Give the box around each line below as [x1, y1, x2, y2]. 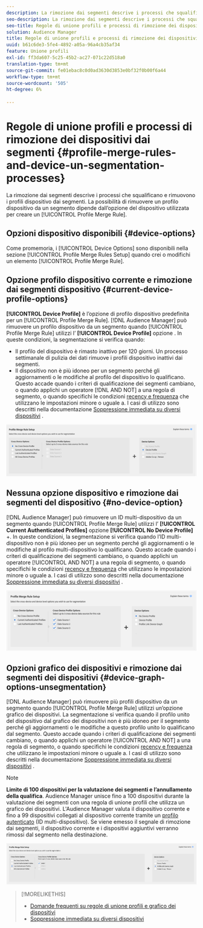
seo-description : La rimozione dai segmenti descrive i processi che [6, 16, 185, 22]
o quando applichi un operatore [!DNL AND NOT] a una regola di [14, 386, 175, 394]
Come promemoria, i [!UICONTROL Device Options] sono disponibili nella [6, 244, 188, 252]
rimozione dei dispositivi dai [6, 133, 150, 147]
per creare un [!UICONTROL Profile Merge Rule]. [6, 210, 127, 218]
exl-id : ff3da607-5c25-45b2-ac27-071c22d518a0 [6, 55, 126, 61]
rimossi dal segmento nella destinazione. [6, 831, 108, 838]
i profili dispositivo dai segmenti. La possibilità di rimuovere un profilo [6, 198, 179, 205]
